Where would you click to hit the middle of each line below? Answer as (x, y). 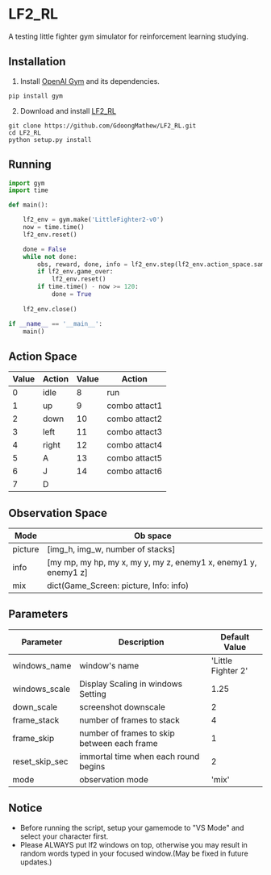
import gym (27, 183)
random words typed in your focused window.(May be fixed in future (134, 853)
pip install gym (35, 96)
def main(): (28, 205)
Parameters (38, 614)
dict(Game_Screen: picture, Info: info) (118, 585)
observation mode (114, 779)
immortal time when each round (140, 756)
